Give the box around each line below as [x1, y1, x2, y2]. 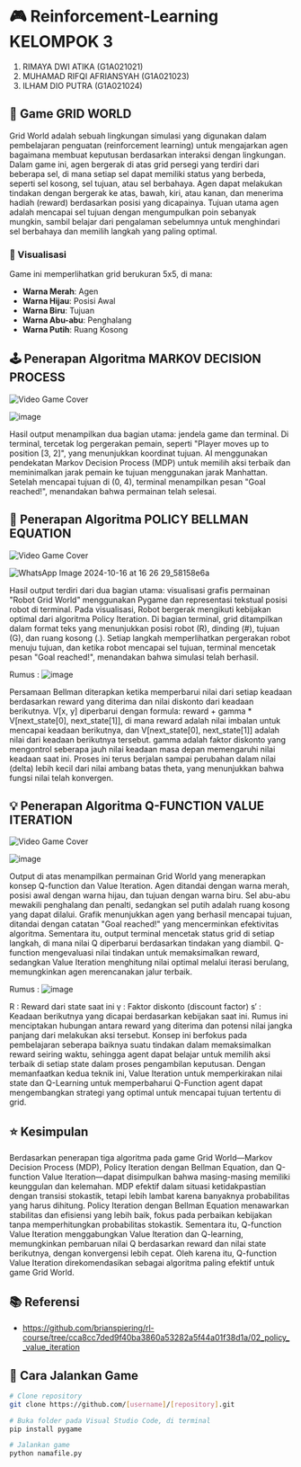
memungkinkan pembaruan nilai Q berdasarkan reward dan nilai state [9, 1239, 267, 1249]
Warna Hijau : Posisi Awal [22, 296, 116, 307]
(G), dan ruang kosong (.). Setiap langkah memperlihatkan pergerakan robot [9, 632, 290, 643]
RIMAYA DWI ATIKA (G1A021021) [22, 61, 144, 72]
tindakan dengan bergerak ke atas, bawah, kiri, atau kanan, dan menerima [9, 187, 284, 198]
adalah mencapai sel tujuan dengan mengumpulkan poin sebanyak [9, 207, 257, 218]
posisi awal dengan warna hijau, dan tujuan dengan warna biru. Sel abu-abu [9, 890, 290, 901]
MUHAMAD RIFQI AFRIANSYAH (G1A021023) [22, 70, 190, 81]
